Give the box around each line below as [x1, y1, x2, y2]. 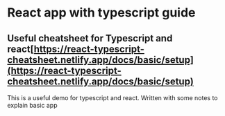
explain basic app [7, 101, 58, 109]
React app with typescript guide [7, 5, 196, 21]
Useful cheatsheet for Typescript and [7, 32, 173, 44]
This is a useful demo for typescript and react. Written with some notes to [7, 94, 218, 101]
